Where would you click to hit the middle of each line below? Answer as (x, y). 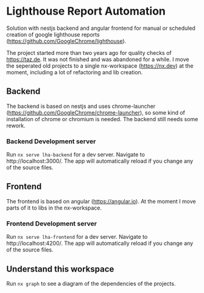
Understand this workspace (60, 269)
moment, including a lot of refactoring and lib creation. (75, 72)
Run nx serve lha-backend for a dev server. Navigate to (76, 155)
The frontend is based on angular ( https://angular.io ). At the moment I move (101, 201)
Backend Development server (51, 141)
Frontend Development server (52, 224)
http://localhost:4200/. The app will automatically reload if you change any (100, 243)
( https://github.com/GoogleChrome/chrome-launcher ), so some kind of (96, 112)
